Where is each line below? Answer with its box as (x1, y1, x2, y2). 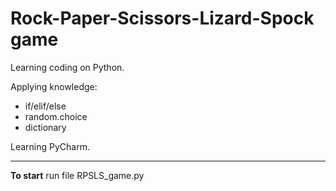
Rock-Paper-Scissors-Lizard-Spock (10, 7, 315, 30)
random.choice (24, 110, 88, 122)
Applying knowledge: (10, 80, 98, 92)
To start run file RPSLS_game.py (10, 169, 145, 181)
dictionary (24, 121, 67, 133)
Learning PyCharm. (10, 140, 90, 152)
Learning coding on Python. (10, 61, 125, 73)
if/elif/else (24, 100, 67, 112)
